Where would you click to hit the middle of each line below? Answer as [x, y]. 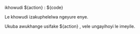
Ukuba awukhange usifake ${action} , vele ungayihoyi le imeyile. [70, 26]
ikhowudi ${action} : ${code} [34, 8]
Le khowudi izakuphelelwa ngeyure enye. [46, 17]
